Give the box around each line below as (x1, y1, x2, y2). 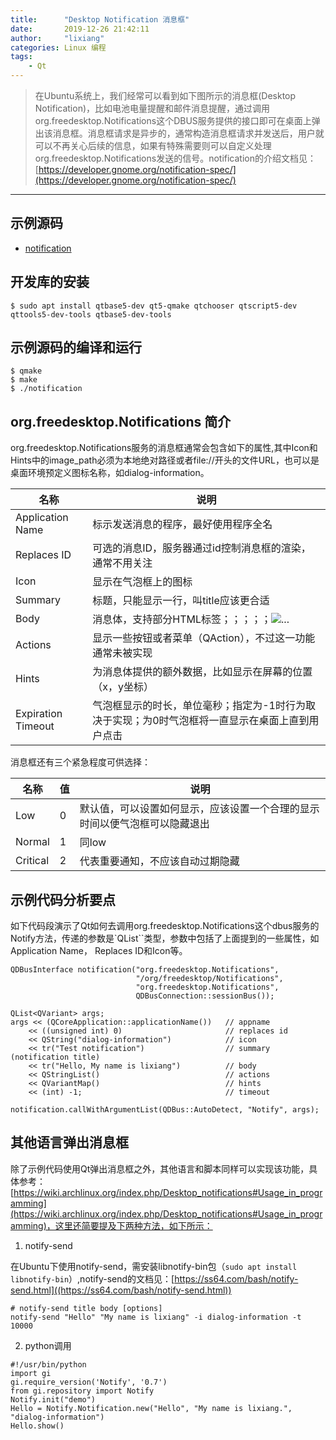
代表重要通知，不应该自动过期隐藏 (79, 854, 240, 868)
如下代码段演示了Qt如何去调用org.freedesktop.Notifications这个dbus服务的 (10, 920, 320, 932)
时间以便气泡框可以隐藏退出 (79, 817, 210, 831)
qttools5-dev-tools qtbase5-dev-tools (10, 309, 172, 320)
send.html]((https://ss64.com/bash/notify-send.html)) (10, 1284, 232, 1296)
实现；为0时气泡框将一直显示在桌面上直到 (112, 714, 310, 728)
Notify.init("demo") (10, 1394, 97, 1405)
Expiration (15, 707, 63, 721)
